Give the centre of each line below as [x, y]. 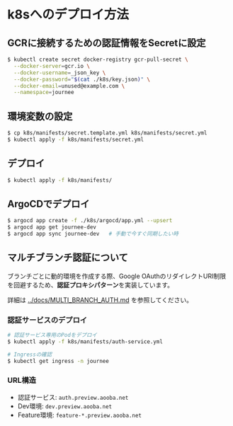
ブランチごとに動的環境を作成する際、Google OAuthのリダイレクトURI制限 [117, 276]
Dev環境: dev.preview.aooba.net [64, 406]
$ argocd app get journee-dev [52, 227]
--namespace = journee [44, 93]
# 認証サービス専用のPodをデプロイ [52, 335]
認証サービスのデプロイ [47, 320]
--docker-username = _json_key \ [60, 73]
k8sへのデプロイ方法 [68, 15]
